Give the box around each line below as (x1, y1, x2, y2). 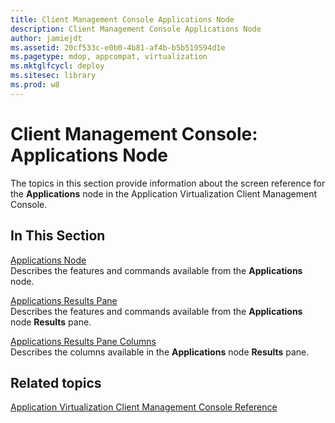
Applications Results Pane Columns (10, 335, 157, 347)
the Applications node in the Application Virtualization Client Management (10, 187, 318, 200)
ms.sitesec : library (10, 71, 97, 81)
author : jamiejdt (10, 33, 83, 43)
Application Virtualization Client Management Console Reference (10, 401, 278, 413)
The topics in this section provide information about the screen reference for (10, 177, 326, 189)
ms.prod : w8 (10, 80, 60, 90)
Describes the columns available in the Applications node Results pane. (10, 346, 310, 358)
